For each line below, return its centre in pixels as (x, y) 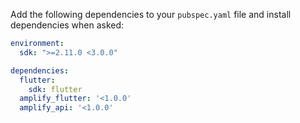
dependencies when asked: (67, 25)
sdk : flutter (55, 89)
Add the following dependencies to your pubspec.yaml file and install (151, 14)
